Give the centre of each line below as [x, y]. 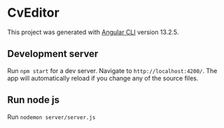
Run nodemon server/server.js [51, 117]
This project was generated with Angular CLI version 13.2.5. [93, 32]
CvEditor [33, 13]
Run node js [34, 100]
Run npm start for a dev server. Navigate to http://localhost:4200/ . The [112, 70]
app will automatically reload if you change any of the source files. [103, 78]
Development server [53, 54]
